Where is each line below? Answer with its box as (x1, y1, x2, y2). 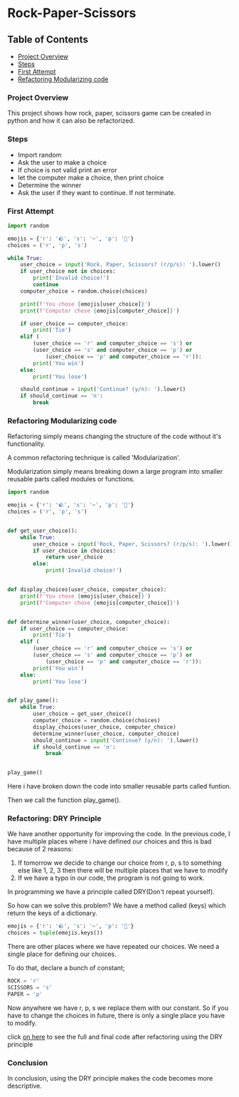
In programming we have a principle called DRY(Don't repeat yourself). (7, 888, 215, 896)
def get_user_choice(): (7, 527, 78, 534)
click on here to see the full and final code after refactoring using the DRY (7, 1032, 223, 1041)
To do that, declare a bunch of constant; (7, 964, 125, 972)
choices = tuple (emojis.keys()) (7, 930, 103, 937)
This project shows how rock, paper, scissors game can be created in (7, 109, 211, 118)
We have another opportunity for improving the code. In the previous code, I (7, 830, 230, 838)
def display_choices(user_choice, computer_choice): (7, 586, 167, 593)
